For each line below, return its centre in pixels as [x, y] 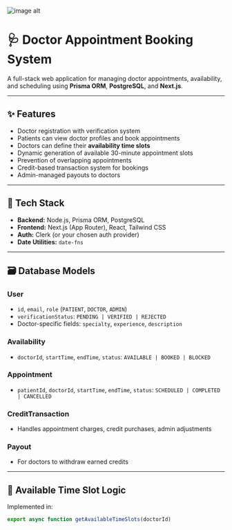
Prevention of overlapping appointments [74, 160]
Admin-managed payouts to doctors [69, 175]
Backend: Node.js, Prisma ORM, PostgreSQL [81, 220]
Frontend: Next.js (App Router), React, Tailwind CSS [91, 227]
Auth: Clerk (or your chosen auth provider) [78, 235]
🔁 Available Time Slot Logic [67, 490]
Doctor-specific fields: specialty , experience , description [100, 324]
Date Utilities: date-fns [50, 241]
